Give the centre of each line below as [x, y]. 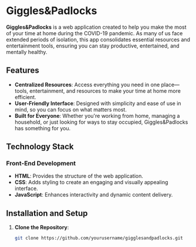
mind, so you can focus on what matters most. [71, 109]
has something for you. [43, 128]
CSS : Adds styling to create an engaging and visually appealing [91, 182]
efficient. [25, 97]
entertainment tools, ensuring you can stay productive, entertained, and [93, 46]
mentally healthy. [27, 52]
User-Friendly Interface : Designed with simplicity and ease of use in [98, 103]
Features [23, 71]
